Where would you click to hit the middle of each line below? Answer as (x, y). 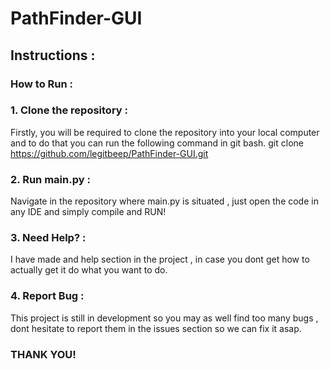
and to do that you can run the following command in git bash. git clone (157, 143)
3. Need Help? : (48, 238)
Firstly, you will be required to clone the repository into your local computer (165, 132)
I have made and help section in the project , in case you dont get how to (160, 259)
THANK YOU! (43, 354)
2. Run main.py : (50, 179)
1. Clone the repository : (69, 110)
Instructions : (53, 55)
